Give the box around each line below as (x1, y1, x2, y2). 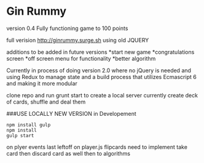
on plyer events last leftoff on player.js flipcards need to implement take (6, 143, 187, 151)
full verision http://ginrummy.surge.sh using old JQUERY (6, 36, 149, 44)
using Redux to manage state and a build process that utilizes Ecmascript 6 (6, 73, 197, 80)
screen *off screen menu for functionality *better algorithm (6, 55, 156, 62)
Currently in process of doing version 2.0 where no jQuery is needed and (6, 66, 192, 74)
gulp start (6, 132, 34, 138)
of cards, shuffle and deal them (6, 98, 86, 105)
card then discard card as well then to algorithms (6, 150, 131, 157)
